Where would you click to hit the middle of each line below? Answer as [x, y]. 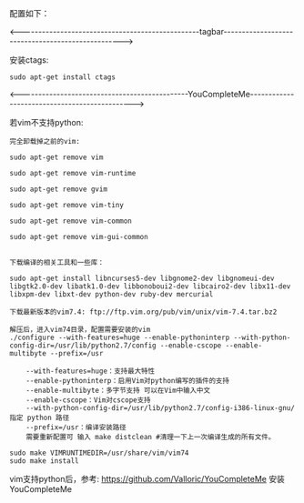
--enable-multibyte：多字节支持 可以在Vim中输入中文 [118, 390]
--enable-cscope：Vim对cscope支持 [89, 400]
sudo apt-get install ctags [63, 77]
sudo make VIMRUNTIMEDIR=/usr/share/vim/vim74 [99, 453]
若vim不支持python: [46, 122]
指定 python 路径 [40, 417]
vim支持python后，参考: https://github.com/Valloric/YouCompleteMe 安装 [147, 479]
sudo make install [44, 461]
